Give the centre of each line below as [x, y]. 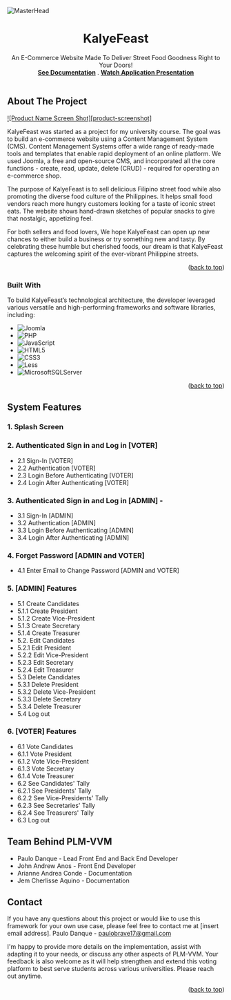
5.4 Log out [33, 714]
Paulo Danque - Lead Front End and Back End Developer [98, 858]
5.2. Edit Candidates [46, 640]
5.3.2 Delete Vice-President [56, 692]
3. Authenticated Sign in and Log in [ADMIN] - [85, 500]
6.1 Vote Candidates [45, 746]
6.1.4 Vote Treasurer [46, 776]
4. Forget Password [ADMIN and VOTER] [76, 555]
